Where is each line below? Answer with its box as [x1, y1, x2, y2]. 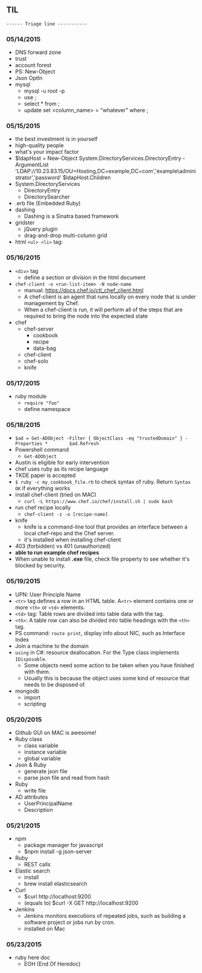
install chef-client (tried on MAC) [14, 491, 96, 498]
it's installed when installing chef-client [24, 536, 122, 544]
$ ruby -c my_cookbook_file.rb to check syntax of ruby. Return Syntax [14, 478, 191, 486]
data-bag [33, 345, 56, 352]
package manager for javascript [24, 842, 104, 849]
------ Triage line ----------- [6, 21, 87, 27]
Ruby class [14, 735, 43, 742]
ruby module [14, 393, 47, 400]
